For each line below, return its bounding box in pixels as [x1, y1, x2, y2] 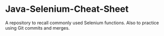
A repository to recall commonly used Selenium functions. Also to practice [5, 20, 159, 26]
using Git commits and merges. [5, 25, 70, 31]
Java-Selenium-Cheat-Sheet [5, 3, 129, 15]
